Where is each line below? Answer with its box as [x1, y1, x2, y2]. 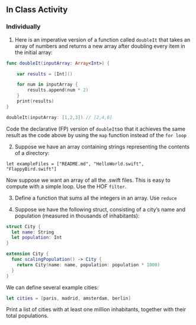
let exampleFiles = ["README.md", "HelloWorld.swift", [6, 160, 144, 167]
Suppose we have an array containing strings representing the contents [14, 143, 190, 150]
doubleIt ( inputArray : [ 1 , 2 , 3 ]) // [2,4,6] [6, 114, 113, 121]
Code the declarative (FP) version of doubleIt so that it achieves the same [6, 125, 185, 132]
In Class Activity [6, 5, 68, 15]
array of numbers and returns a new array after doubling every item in [14, 42, 185, 49]
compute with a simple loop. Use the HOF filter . [6, 182, 127, 190]
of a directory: [14, 149, 50, 156]
